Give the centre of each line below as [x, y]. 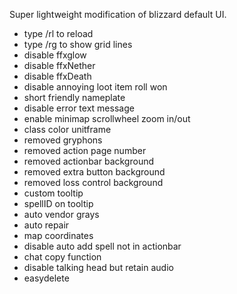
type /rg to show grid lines [78, 44]
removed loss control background [93, 182]
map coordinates [58, 235]
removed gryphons [63, 140]
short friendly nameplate [74, 97]
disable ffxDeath [57, 76]
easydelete [46, 278]
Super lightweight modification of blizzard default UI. [118, 14]
